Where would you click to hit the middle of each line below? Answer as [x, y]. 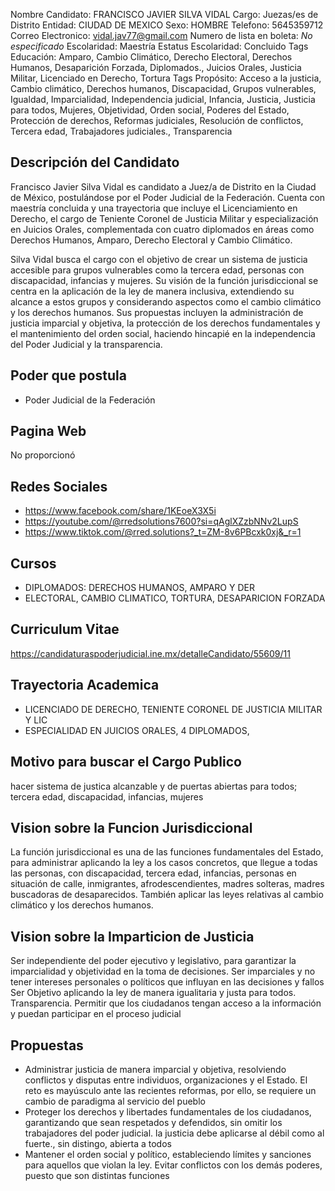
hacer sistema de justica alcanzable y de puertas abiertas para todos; [154, 786]
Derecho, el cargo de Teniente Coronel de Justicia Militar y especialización [164, 218]
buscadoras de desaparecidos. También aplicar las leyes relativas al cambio [167, 895]
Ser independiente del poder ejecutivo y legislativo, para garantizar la [153, 961]
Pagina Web [48, 431]
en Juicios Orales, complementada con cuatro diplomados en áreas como [162, 229]
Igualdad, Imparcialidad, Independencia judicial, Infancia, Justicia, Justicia [163, 99]
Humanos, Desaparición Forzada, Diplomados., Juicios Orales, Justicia [156, 67]
